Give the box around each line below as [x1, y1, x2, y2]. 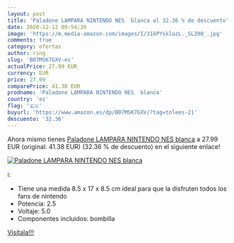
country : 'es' [7, 96, 49, 103]
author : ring [7, 50, 46, 57]
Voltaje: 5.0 [17, 206, 51, 215]
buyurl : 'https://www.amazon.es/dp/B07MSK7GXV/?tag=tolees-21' [7, 109, 198, 116]
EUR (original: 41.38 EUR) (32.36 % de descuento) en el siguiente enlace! [7, 142, 221, 150]
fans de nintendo [17, 191, 67, 200]
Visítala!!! [7, 227, 34, 237]
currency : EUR [7, 69, 49, 76]
